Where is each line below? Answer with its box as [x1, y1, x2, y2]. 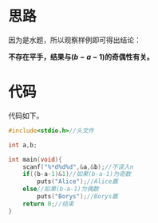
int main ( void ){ [8, 155, 62, 163]
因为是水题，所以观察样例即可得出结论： [8, 35, 141, 45]
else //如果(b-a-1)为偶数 [22, 185, 100, 194]
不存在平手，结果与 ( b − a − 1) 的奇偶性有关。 [8, 52, 154, 61]
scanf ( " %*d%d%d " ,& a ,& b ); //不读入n [22, 162, 134, 171]
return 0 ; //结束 [22, 200, 74, 208]
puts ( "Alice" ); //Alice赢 [37, 178, 118, 186]
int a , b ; [8, 141, 38, 149]
